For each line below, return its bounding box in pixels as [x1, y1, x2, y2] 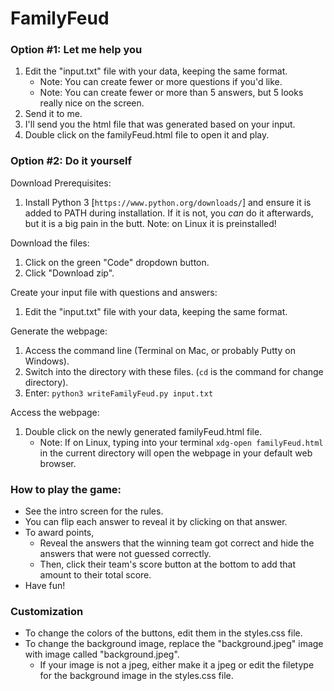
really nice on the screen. [39, 97, 145, 109]
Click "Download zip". [24, 267, 115, 279]
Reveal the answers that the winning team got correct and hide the [39, 537, 315, 549]
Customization [10, 605, 84, 618]
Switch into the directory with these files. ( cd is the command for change [24, 365, 324, 377]
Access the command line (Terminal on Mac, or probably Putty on [24, 344, 297, 356]
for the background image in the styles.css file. [39, 670, 234, 682]
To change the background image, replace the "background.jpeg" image [24, 638, 324, 650]
